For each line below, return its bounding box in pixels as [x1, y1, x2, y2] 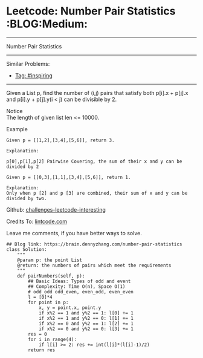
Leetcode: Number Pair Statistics [6, 4, 176, 18]
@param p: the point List [17, 257, 83, 263]
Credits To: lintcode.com [6, 218, 68, 225]
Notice [6, 107, 23, 114]
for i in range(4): [28, 336, 77, 342]
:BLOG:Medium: [6, 17, 88, 31]
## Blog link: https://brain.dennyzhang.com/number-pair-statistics [6, 241, 182, 247]
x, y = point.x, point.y [38, 304, 101, 311]
